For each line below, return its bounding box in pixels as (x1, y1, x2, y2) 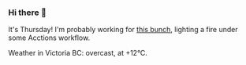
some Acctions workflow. (8, 33, 91, 42)
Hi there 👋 (8, 7, 47, 18)
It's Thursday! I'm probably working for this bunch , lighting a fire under (8, 25, 238, 34)
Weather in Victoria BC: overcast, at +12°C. (8, 49, 148, 58)
